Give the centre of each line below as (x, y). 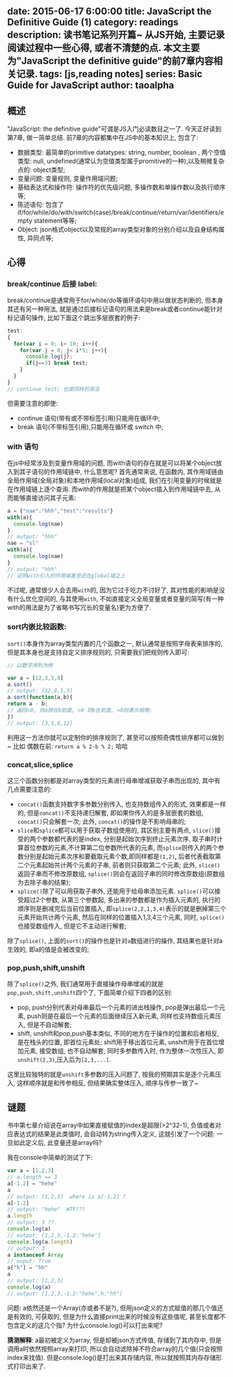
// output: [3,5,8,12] (40, 723)
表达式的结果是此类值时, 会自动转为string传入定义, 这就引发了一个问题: (114, 1134)
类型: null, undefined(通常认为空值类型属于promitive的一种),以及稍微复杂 (121, 161)
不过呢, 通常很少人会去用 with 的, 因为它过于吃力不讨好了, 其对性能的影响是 (113, 590)
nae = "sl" (23, 543)
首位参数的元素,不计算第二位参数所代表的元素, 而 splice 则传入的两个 (121, 848)
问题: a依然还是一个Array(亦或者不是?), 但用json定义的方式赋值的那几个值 (112, 1307)
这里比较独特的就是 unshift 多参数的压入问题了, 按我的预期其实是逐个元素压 (114, 1074)
